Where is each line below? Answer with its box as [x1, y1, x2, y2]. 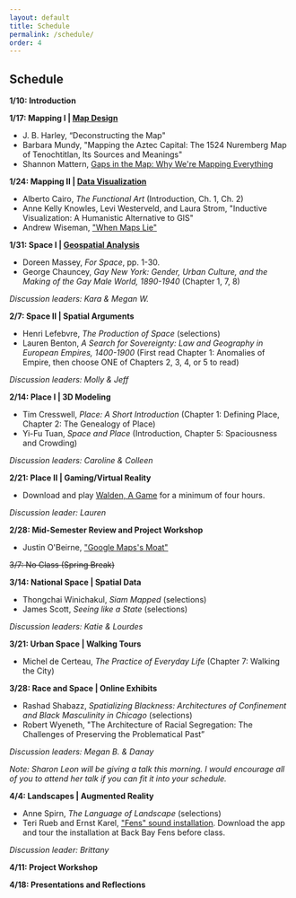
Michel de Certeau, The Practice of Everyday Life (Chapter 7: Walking [22, 656, 281, 667]
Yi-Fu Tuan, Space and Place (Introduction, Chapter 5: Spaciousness [22, 428, 278, 439]
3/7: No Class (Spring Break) [9, 559, 115, 570]
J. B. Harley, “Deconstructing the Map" [22, 130, 166, 141]
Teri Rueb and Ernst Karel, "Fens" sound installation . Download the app [22, 818, 285, 829]
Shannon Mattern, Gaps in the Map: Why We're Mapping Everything [22, 159, 274, 170]
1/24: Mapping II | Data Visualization [9, 176, 147, 187]
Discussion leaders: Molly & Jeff [9, 374, 129, 385]
